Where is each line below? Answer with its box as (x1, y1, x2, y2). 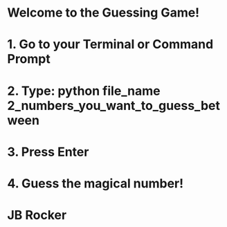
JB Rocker (7, 208, 67, 223)
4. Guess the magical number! (7, 175, 184, 191)
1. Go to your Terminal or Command (7, 37, 214, 53)
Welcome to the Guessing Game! (7, 5, 200, 21)
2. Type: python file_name (7, 83, 161, 98)
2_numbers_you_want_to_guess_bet (7, 98, 220, 113)
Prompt (7, 51, 51, 67)
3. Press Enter (7, 144, 89, 160)
